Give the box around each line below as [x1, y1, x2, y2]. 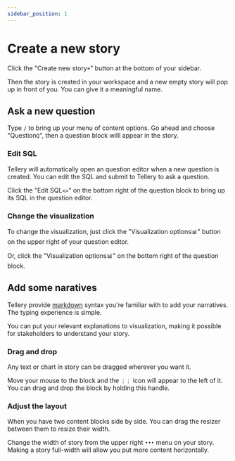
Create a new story [7, 40, 121, 56]
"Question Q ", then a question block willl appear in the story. [7, 131, 179, 140]
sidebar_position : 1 [7, 10, 68, 18]
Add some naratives [7, 282, 97, 294]
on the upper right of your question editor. [7, 237, 129, 246]
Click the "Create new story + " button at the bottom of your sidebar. [7, 64, 202, 72]
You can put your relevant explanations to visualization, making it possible [7, 321, 222, 330]
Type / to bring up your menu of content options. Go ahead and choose [7, 124, 215, 132]
